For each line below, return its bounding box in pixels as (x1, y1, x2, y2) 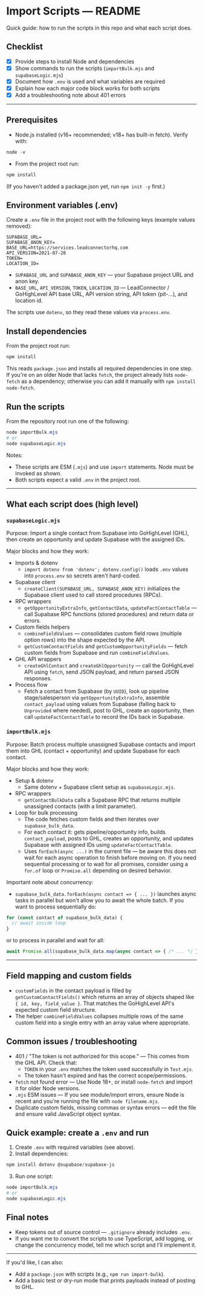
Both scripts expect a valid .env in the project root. (14, 476, 141, 483)
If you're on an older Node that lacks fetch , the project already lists (6, 371, 173, 379)
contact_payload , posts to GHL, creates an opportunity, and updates (24, 835, 194, 842)
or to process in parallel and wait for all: (6, 937, 105, 944)
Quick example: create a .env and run (6, 1128, 149, 1138)
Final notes (6, 1212, 49, 1223)
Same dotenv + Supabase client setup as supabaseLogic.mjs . (24, 783, 175, 791)
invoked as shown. (14, 469, 62, 477)
